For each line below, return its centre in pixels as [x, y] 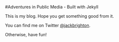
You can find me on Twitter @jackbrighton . [48, 25]
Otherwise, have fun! [26, 35]
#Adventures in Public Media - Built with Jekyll [52, 7]
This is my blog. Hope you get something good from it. [59, 16]
